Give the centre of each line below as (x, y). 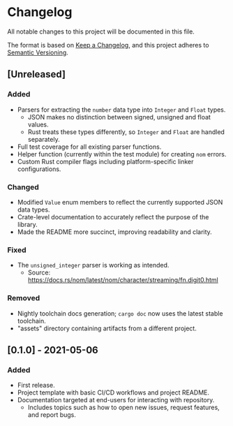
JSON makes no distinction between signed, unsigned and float (119, 117)
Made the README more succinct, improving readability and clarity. (115, 232)
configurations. (39, 169)
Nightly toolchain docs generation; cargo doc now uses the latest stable (120, 313)
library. (28, 224)
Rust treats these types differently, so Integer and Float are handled (126, 132)
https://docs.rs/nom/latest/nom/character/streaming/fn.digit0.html (123, 280)
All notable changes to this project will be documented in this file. (101, 31)
